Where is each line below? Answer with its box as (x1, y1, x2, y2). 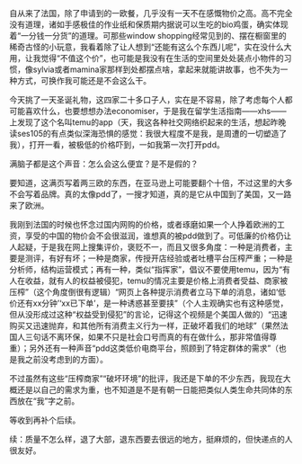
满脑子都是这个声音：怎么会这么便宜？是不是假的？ (9, 158, 199, 169)
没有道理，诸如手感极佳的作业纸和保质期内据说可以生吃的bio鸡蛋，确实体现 (9, 19, 289, 30)
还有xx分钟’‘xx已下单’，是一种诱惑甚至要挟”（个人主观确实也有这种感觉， (16, 298, 289, 308)
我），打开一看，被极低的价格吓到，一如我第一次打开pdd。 (9, 139, 225, 150)
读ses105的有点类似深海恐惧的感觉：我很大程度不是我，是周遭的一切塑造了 (9, 129, 288, 138)
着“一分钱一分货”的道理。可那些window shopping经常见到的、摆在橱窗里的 (9, 31, 288, 40)
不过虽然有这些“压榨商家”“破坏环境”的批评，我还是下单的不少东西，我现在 (9, 373, 283, 384)
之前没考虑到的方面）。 (24, 354, 108, 364)
